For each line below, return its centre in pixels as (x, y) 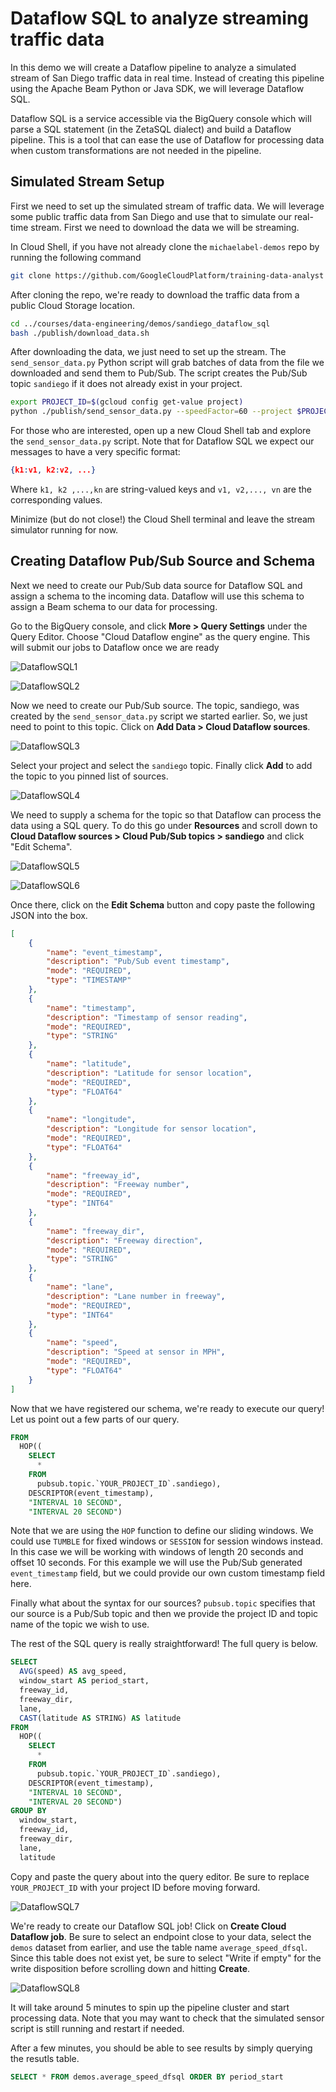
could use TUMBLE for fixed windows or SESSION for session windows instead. (167, 1541)
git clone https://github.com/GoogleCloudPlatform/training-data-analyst (167, 275)
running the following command (76, 257)
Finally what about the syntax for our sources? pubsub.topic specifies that (163, 1603)
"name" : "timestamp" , (91, 1008)
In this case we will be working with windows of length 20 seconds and (157, 1552)
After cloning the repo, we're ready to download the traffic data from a (155, 294)
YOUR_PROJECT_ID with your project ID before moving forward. (135, 1887)
